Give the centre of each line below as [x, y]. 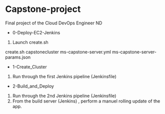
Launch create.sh [30, 42]
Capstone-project [43, 9]
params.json [18, 57]
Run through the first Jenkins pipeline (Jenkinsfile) [64, 76]
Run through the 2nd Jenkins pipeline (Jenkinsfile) [64, 96]
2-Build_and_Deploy [33, 86]
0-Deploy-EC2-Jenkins [36, 32]
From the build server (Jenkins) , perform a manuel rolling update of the [86, 101]
